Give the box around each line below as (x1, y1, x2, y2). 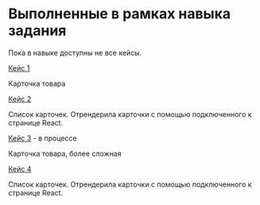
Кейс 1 (8, 63, 30, 72)
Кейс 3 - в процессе (8, 133, 77, 143)
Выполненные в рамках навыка (8, 5, 231, 23)
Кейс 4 (8, 164, 32, 173)
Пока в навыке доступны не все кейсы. (8, 48, 142, 57)
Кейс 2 (8, 94, 32, 103)
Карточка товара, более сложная (8, 149, 122, 158)
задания (8, 21, 67, 40)
